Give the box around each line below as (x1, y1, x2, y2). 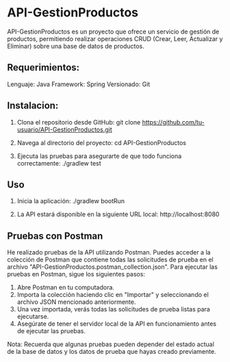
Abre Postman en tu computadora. (16, 283, 115, 292)
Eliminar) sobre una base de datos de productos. (7, 42, 145, 50)
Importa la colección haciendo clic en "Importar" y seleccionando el (16, 291, 209, 299)
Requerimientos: (7, 62, 80, 73)
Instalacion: (7, 100, 59, 112)
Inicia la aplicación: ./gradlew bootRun (16, 197, 125, 205)
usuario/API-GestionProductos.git (16, 125, 112, 133)
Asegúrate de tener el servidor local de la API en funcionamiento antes (16, 320, 217, 328)
